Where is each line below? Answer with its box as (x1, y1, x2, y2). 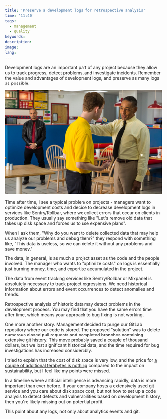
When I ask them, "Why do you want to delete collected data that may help (5, 230, 158, 236)
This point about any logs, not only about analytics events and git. (5, 408, 140, 415)
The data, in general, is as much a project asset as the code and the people (5, 255, 160, 261)
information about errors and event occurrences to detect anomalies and (5, 286, 154, 292)
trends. (5, 291, 20, 298)
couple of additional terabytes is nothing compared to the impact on (5, 363, 145, 369)
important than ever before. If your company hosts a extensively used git (5, 383, 154, 389)
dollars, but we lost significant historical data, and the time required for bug (5, 342, 159, 348)
